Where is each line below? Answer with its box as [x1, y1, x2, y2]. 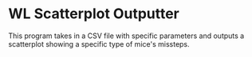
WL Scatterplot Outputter [8, 5, 179, 23]
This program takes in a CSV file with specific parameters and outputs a [8, 31, 245, 40]
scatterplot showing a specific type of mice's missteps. [8, 39, 190, 48]
